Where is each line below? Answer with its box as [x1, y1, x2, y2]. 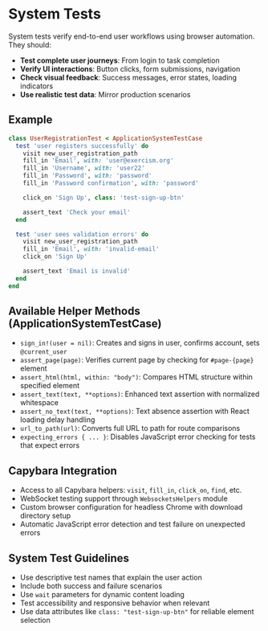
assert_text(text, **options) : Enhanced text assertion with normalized [19, 389, 260, 399]
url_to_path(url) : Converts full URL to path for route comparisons [19, 424, 241, 433]
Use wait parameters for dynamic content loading [19, 590, 185, 600]
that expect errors [19, 440, 80, 450]
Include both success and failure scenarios [19, 581, 163, 591]
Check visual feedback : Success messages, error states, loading [19, 72, 238, 82]
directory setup [19, 511, 71, 521]
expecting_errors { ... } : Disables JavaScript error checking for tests [19, 432, 256, 442]
